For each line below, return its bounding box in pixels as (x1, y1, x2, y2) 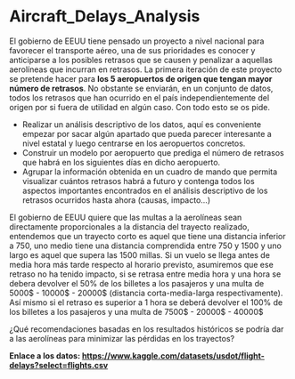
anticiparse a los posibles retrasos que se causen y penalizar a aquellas (9, 54, 274, 65)
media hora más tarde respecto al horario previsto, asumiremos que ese (9, 259, 274, 270)
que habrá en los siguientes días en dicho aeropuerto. (21, 157, 221, 167)
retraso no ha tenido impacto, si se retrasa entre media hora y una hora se (9, 269, 282, 279)
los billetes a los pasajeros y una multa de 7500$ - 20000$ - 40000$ (9, 306, 264, 317)
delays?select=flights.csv (9, 359, 109, 370)
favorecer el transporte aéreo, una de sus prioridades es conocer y (9, 44, 256, 55)
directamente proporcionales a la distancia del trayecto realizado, (9, 221, 250, 232)
